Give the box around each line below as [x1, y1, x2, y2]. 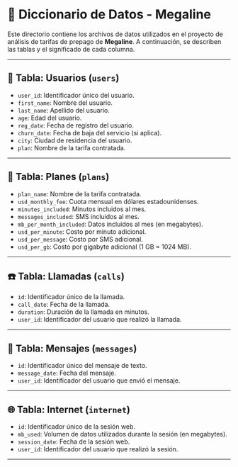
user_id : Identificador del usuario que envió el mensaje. [17, 376, 181, 385]
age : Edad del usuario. [17, 113, 82, 122]
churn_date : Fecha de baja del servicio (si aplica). [17, 128, 161, 137]
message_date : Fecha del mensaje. [17, 368, 117, 378]
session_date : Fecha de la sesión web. [17, 437, 130, 446]
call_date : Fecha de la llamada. [17, 300, 110, 309]
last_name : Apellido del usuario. [17, 106, 110, 114]
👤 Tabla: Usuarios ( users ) [7, 72, 120, 84]
